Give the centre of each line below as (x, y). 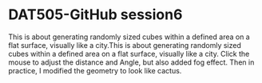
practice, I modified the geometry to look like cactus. (95, 70)
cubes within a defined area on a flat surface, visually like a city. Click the (129, 53)
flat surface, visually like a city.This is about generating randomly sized (125, 45)
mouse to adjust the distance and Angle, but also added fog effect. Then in (131, 62)
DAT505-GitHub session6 (95, 15)
